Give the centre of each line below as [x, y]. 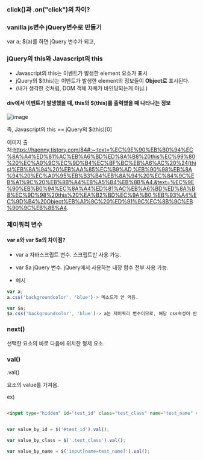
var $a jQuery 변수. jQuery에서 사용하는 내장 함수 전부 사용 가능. [92, 267]
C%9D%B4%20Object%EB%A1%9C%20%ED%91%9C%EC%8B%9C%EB [100, 201]
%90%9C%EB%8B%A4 [37, 208]
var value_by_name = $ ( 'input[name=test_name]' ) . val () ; [78, 451]
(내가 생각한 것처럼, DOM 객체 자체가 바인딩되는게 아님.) [82, 88]
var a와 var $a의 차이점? [36, 240]
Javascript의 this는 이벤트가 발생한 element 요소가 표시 [82, 73]
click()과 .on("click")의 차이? [48, 9]
